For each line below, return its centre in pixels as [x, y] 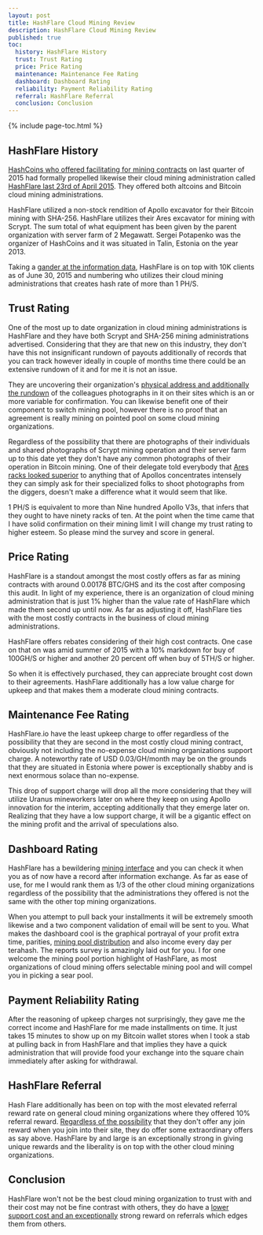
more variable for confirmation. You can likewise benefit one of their [118, 401]
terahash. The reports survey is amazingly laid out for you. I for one [117, 951]
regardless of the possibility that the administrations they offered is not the [129, 893]
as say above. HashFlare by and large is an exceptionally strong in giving [126, 1138]
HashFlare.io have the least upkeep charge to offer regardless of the [119, 734]
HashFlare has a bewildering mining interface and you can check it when [126, 868]
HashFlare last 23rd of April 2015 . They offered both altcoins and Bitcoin [125, 186]
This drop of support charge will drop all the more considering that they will [130, 791]
